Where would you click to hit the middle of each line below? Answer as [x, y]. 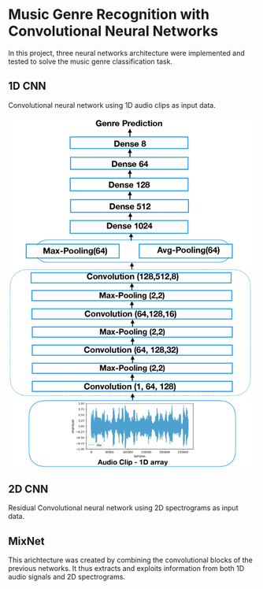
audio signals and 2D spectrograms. [67, 577]
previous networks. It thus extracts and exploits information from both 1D [126, 569]
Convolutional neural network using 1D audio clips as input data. [112, 105]
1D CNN [27, 86]
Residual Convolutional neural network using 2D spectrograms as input [123, 508]
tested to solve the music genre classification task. [91, 61]
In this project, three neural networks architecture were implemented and [127, 53]
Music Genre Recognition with [109, 15]
